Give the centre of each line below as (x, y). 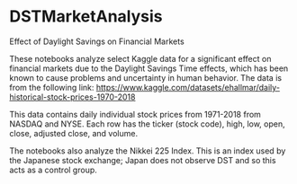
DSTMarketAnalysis (86, 17)
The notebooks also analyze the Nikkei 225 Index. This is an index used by (148, 151)
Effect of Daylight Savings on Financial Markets (97, 41)
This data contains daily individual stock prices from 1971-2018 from (135, 114)
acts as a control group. (53, 170)
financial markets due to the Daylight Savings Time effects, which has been (149, 68)
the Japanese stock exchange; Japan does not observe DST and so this (143, 160)
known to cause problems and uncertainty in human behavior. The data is (145, 77)
